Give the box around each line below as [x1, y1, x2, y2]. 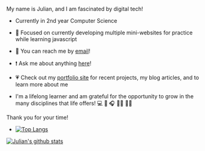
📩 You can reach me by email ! [15, 47, 91, 55]
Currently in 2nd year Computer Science [15, 17, 117, 24]
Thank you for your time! [6, 114, 69, 121]
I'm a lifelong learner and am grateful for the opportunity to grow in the [15, 93, 194, 100]
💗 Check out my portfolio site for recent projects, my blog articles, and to [15, 74, 199, 81]
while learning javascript [15, 36, 77, 42]
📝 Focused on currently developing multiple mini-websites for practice [15, 29, 193, 36]
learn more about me [15, 81, 69, 88]
